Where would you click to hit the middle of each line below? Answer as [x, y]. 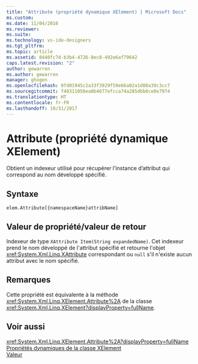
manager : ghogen [27, 80]
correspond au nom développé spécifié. [56, 175]
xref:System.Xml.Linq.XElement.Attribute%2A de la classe [79, 301]
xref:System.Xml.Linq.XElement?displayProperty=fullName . [81, 307]
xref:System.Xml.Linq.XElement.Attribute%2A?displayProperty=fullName [97, 341]
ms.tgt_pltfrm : [26, 46]
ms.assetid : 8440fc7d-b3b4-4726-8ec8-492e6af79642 [72, 57]
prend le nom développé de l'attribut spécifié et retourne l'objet [86, 248]
